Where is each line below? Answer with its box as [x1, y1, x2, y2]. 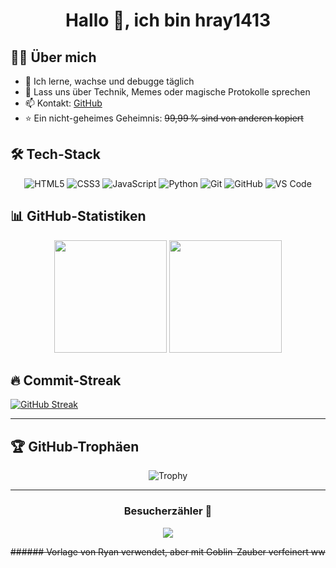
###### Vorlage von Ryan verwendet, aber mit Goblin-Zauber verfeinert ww [10, 545, 326, 558]
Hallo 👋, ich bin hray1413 [64, 9, 272, 32]
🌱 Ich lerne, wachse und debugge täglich [24, 75, 195, 87]
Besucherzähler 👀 [123, 504, 213, 518]
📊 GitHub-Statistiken [10, 208, 147, 225]
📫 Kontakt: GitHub [24, 97, 103, 109]
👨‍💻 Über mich [10, 49, 97, 66]
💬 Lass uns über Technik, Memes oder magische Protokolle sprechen [24, 86, 311, 98]
